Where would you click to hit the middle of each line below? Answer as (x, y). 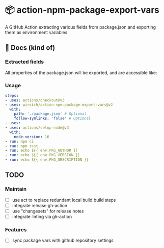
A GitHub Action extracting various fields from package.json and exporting (81, 27)
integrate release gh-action (40, 205)
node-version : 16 (32, 137)
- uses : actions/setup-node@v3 (37, 128)
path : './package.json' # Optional (50, 114)
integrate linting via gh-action (42, 216)
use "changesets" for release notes (48, 211)
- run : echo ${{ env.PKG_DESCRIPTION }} (47, 160)
